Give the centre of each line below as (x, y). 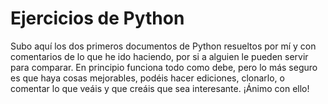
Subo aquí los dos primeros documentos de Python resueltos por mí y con (163, 46)
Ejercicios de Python (97, 18)
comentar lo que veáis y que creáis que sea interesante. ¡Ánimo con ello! (160, 88)
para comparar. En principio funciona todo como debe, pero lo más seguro (164, 67)
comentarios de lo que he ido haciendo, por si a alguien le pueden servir (159, 56)
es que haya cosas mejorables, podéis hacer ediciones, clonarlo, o (147, 78)
